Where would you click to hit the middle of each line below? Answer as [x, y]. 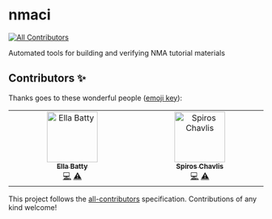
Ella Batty [72, 166]
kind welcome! [33, 207]
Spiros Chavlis [200, 166]
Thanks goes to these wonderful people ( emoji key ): [96, 98]
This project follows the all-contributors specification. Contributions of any [133, 199]
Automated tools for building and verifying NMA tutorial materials [117, 53]
